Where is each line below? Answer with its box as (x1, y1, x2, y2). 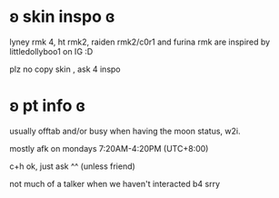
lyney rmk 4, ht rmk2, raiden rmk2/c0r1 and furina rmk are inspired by (9, 36, 271, 47)
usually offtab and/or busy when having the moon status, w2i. (9, 125, 241, 136)
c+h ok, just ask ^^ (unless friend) (9, 161, 136, 172)
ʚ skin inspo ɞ (9, 6, 115, 27)
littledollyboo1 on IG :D (9, 45, 94, 56)
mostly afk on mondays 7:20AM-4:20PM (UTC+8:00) (9, 143, 209, 153)
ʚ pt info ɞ (9, 95, 86, 116)
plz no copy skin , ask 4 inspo (9, 64, 121, 74)
